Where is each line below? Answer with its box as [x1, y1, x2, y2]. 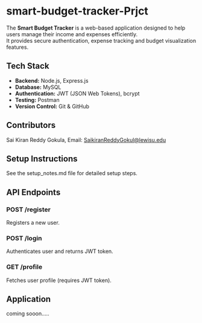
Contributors [6, 120, 56, 130]
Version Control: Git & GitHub [14, 103, 89, 110]
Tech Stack [6, 61, 49, 71]
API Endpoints [6, 187, 61, 197]
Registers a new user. [6, 219, 60, 226]
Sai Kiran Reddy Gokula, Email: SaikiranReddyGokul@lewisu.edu [6, 136, 166, 143]
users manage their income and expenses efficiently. [6, 30, 137, 37]
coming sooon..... [6, 310, 49, 318]
